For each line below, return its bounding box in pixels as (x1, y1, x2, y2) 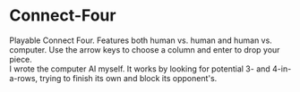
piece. (9, 54, 33, 64)
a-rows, (9, 72, 39, 83)
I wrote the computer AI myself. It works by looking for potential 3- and (9, 63, 270, 74)
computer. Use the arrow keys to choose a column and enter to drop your (9, 44, 280, 54)
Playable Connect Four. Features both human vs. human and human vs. (9, 35, 273, 46)
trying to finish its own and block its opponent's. (39, 72, 218, 83)
